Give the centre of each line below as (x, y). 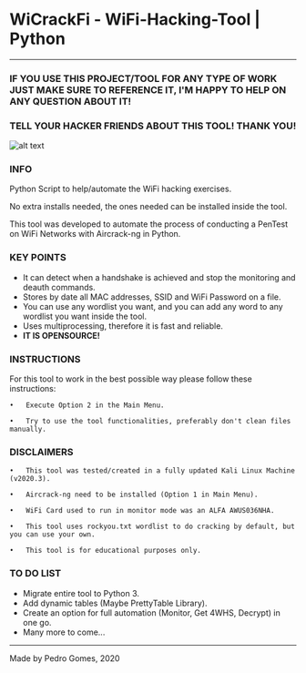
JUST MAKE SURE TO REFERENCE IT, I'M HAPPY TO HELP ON (148, 89)
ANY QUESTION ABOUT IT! (71, 101)
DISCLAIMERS (41, 452)
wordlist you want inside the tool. (85, 316)
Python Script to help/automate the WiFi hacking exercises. (121, 189)
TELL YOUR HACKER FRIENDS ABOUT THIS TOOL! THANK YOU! (153, 126)
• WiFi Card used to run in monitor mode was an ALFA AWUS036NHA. (142, 511)
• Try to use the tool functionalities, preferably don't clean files (150, 422)
